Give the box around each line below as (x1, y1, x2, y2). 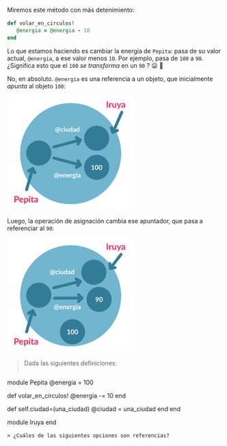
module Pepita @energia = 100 (7, 378, 94, 386)
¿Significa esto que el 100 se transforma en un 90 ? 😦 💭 (7, 61, 164, 69)
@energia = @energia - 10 (16, 27, 90, 34)
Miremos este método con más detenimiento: (7, 6, 135, 14)
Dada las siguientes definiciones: (23, 359, 118, 367)
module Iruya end (7, 418, 57, 427)
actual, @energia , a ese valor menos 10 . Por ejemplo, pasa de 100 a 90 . (7, 54, 204, 62)
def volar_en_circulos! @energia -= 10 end (7, 392, 126, 400)
